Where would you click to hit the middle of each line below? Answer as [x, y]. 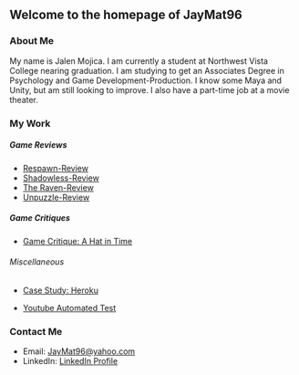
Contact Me [36, 331]
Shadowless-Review [61, 178]
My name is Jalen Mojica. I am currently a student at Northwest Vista [139, 61]
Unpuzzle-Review [56, 197]
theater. [24, 99]
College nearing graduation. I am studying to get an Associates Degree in [147, 70]
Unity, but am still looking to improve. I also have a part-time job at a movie [149, 89]
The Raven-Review [58, 187]
